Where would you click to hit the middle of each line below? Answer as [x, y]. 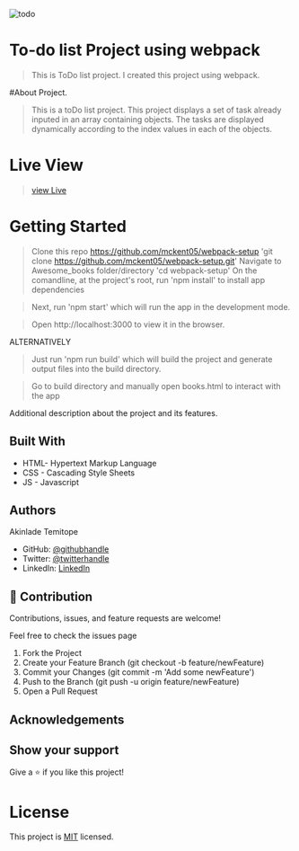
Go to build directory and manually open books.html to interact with [156, 386]
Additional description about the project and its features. [114, 412]
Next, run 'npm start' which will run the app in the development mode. [161, 306]
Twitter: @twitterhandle [66, 559]
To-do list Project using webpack [135, 50]
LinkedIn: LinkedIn [56, 568]
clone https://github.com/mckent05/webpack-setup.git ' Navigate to [156, 261]
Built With [37, 442]
